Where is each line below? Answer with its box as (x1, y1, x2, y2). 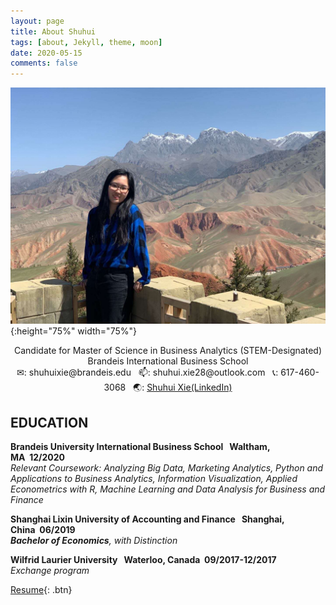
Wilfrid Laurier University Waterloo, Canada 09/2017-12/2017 (10, 553, 277, 565)
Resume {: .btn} (10, 583, 73, 595)
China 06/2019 (10, 523, 76, 535)
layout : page (10, 16, 65, 26)
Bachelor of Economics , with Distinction (10, 534, 178, 546)
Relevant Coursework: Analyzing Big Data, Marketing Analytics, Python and (10, 461, 324, 474)
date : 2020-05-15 (10, 48, 83, 58)
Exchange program (10, 564, 90, 576)
